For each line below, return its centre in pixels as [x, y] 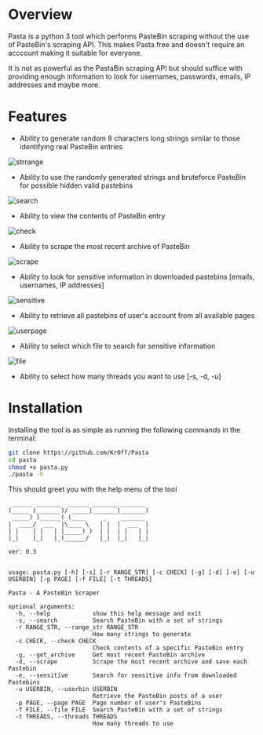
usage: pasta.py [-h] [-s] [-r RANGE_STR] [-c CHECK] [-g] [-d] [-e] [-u [131, 572]
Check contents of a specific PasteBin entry [168, 648]
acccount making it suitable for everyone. [75, 53]
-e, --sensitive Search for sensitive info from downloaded [126, 676]
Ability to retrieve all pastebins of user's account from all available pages [137, 315]
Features [38, 117]
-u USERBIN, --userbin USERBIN [66, 689]
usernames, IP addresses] [62, 285]
